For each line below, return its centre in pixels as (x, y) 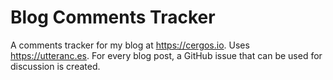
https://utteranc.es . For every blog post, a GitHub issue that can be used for (166, 55)
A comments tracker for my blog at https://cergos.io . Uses (130, 45)
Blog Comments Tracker (113, 17)
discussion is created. (55, 66)
